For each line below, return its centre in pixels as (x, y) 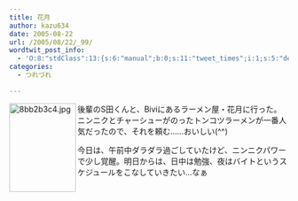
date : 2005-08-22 (41, 34)
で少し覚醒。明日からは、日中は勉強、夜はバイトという (178, 161)
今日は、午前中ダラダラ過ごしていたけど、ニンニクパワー (182, 150)
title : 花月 (30, 17)
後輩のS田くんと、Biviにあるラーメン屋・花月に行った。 (180, 109)
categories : (31, 67)
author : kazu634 (39, 26)
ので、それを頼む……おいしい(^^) (168, 131)
